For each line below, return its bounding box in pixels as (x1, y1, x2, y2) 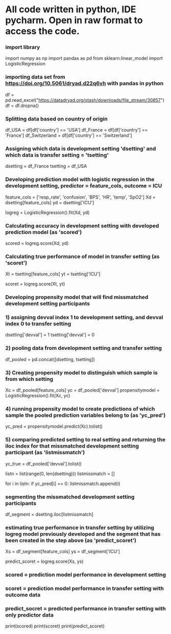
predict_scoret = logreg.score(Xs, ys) (5, 558, 84, 564)
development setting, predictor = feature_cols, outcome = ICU (5, 182, 162, 189)
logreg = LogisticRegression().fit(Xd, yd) (5, 209, 90, 216)
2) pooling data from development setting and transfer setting (5, 345, 162, 352)
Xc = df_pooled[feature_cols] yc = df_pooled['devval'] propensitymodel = (5, 387, 160, 393)
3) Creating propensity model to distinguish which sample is (5, 369, 158, 376)
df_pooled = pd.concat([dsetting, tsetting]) (5, 356, 95, 362)
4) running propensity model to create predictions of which (5, 406, 155, 412)
